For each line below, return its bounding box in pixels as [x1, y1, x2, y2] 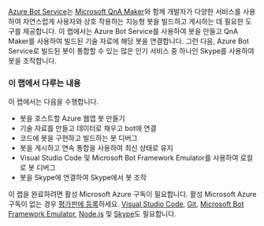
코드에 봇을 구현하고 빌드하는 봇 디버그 [19, 133, 138, 143]
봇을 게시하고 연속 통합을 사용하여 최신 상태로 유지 [19, 143, 173, 153]
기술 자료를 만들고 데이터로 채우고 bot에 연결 [19, 124, 157, 133]
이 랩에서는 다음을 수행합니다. [8, 97, 99, 106]
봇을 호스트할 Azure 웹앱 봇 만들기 [19, 113, 125, 124]
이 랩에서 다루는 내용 [8, 77, 81, 88]
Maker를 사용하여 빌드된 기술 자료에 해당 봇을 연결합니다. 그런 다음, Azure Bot [8, 36, 250, 46]
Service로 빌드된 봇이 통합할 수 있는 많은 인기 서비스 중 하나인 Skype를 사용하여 [8, 46, 255, 55]
